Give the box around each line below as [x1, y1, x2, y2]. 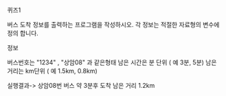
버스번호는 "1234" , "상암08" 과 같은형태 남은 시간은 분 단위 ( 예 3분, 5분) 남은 [7, 58, 217, 67]
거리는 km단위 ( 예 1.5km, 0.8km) [7, 67, 98, 75]
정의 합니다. [7, 29, 39, 37]
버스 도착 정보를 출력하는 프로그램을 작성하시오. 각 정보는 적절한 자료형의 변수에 [7, 21, 220, 29]
